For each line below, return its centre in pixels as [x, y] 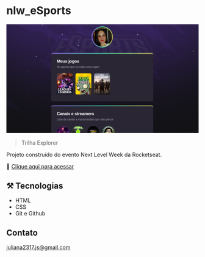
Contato [22, 233]
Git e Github [30, 214]
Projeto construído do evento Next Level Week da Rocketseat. [84, 155]
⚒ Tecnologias [35, 186]
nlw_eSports [39, 11]
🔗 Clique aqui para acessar [40, 167]
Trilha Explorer [40, 143]
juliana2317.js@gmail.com [39, 247]
